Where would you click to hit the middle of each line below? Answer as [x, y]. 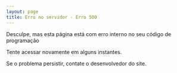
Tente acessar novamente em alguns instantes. [64, 52]
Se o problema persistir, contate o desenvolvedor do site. [77, 64]
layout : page [22, 12]
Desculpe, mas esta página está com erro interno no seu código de [89, 34]
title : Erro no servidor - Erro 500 [52, 17]
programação [23, 40]
